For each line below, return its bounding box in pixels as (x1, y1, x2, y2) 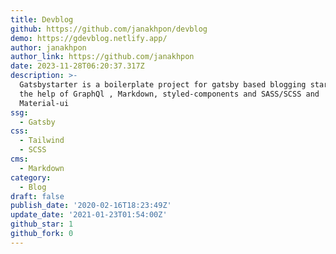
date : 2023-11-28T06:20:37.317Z (10, 61, 145, 71)
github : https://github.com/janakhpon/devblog (10, 24, 208, 34)
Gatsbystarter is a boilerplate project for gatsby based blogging (19, 80, 307, 90)
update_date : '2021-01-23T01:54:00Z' (10, 210, 168, 220)
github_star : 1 (10, 219, 74, 230)
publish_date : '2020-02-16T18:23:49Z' (10, 201, 172, 211)
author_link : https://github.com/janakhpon (10, 52, 195, 62)
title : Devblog (10, 14, 74, 25)
